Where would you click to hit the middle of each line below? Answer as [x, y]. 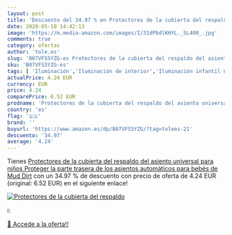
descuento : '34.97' [35, 135]
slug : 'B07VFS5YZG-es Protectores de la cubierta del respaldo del [106, 59]
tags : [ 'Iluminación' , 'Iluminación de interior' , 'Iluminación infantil [114, 71]
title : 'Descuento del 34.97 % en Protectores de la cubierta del [105, 20]
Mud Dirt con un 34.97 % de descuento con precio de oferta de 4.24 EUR [112, 176]
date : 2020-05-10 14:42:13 [46, 26]
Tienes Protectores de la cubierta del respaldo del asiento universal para [110, 161]
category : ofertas [33, 45]
